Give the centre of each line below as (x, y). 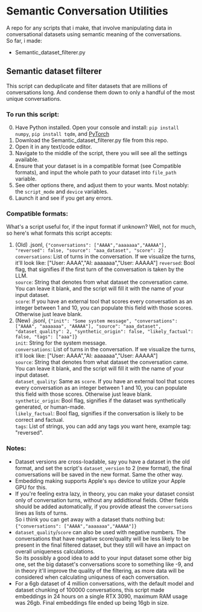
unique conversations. (34, 98)
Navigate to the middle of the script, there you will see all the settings (101, 153)
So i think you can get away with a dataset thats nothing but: (90, 519)
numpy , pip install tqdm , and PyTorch (62, 134)
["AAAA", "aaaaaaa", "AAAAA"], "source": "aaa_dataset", (88, 327)
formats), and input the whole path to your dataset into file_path (96, 173)
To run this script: (33, 114)
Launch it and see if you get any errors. (64, 198)
